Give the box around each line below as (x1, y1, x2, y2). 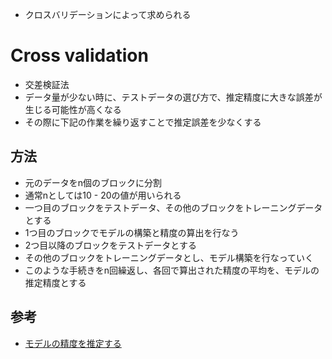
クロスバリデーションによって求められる (24, 9, 192, 20)
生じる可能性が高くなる (24, 103, 122, 115)
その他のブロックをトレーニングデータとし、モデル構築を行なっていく (24, 251, 315, 263)
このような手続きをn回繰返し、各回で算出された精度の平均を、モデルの (24, 264, 320, 276)
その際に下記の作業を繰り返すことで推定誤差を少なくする (24, 116, 262, 128)
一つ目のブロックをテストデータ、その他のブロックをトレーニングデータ (24, 201, 323, 213)
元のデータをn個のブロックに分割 (24, 176, 163, 188)
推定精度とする (24, 276, 87, 288)
